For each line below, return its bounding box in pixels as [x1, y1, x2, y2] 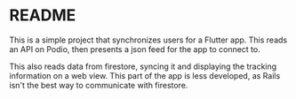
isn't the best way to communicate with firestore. [9, 80, 188, 90]
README [9, 5, 76, 26]
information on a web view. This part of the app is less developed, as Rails [9, 70, 281, 80]
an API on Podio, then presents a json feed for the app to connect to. [9, 43, 260, 54]
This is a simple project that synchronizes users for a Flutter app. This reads [9, 34, 287, 45]
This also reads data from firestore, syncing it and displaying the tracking [9, 61, 277, 72]
